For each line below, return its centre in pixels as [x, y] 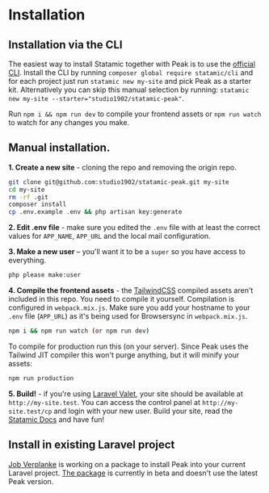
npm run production [41, 378]
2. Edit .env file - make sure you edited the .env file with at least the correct [134, 228]
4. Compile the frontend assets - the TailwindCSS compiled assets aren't [131, 290]
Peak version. [31, 481]
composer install [38, 205]
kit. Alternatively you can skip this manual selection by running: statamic [129, 90]
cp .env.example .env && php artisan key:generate [95, 212]
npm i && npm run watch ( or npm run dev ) [79, 331]
